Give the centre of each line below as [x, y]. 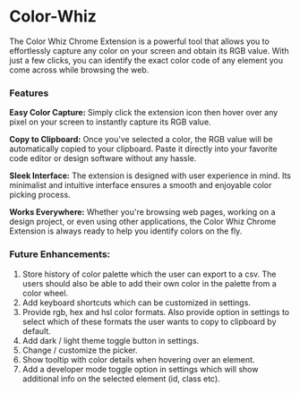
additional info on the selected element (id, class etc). [121, 379]
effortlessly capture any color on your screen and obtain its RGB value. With [149, 50]
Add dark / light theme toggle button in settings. [111, 340]
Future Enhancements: [60, 254]
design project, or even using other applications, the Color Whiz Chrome [143, 222]
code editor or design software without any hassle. [103, 158]
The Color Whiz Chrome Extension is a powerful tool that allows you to [140, 41]
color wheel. [45, 293]
